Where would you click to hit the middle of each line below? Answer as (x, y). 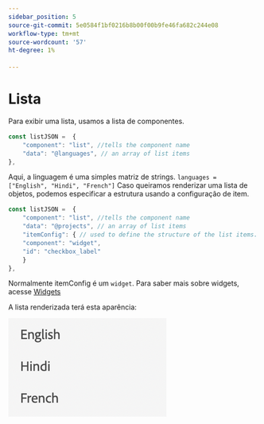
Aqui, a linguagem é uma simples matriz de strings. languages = (113, 177)
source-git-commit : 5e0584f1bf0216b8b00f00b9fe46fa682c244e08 (113, 25)
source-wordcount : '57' (48, 42)
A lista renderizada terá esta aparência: (73, 307)
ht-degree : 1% (32, 51)
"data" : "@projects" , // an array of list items (105, 227)
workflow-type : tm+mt (44, 33)
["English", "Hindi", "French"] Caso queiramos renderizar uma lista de (128, 185)
